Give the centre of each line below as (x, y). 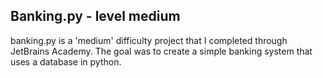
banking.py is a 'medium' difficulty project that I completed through (149, 40)
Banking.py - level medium (95, 16)
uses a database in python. (66, 61)
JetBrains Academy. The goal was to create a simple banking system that (161, 51)
